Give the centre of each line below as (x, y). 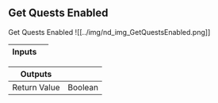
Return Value (36, 87)
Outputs (36, 74)
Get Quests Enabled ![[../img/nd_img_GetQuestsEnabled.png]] (109, 32)
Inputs (25, 51)
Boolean (83, 87)
